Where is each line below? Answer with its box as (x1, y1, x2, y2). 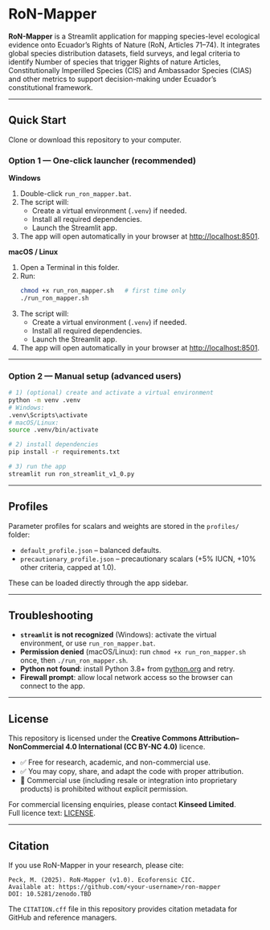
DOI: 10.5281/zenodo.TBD (8, 890, 92, 899)
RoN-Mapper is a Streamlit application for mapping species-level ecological (8, 31, 260, 41)
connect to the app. (19, 681, 86, 691)
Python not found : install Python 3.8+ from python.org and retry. (19, 664, 235, 674)
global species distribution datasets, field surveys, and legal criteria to (8, 48, 241, 58)
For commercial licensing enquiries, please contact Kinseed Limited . (8, 800, 236, 809)
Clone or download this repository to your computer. (8, 134, 182, 145)
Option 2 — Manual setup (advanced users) (8, 371, 182, 382)
